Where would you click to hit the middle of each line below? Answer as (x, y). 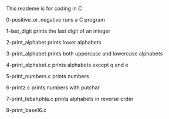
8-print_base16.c (26, 110)
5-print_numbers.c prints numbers (48, 76)
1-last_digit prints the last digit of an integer (58, 31)
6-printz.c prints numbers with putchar (53, 87)
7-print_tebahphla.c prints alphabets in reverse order (70, 99)
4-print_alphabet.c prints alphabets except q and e (67, 65)
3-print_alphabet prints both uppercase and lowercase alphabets (84, 54)
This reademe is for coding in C (44, 8)
